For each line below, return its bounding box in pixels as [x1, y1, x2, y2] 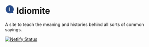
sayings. [5, 26, 22, 32]
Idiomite [16, 5, 50, 17]
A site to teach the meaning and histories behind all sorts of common [5, 22, 145, 27]
